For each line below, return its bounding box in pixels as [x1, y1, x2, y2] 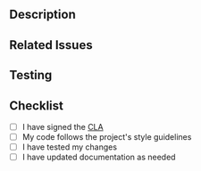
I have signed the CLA [21, 121, 105, 132]
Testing [9, 68, 53, 83]
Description [9, 7, 76, 22]
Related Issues [9, 37, 93, 53]
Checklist [9, 98, 64, 113]
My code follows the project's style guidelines [21, 132, 192, 142]
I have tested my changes [21, 142, 118, 152]
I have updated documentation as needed [21, 151, 176, 163]
